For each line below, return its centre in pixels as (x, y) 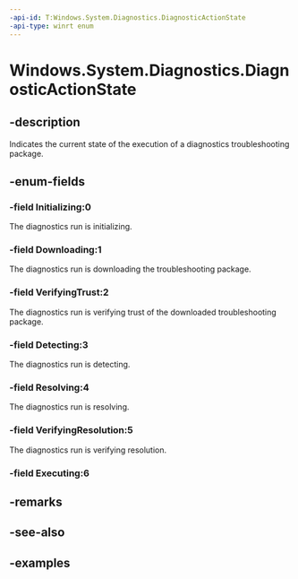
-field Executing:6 (49, 473)
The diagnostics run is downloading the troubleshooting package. (131, 269)
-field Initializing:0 (50, 207)
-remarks (36, 501)
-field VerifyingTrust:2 (59, 292)
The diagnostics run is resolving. (69, 407)
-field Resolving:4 (49, 388)
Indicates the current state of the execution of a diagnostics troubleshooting (149, 143)
